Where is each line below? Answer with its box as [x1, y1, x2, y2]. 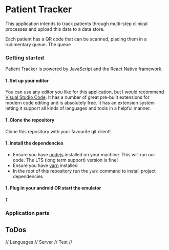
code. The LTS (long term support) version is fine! [12, 157, 118, 163]
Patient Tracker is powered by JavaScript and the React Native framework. [5, 66, 163, 72]
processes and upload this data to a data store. [5, 26, 105, 32]
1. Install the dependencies [5, 140, 64, 147]
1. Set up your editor [5, 77, 49, 84]
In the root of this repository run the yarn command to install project [12, 168, 156, 174]
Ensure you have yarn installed [12, 162, 78, 169]
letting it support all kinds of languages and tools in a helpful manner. [5, 105, 151, 111]
